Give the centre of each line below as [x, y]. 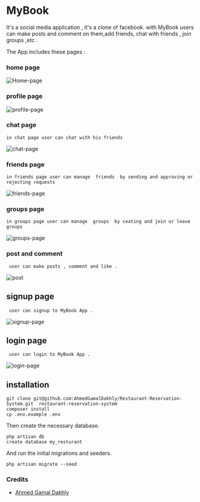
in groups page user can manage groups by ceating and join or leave [98, 222]
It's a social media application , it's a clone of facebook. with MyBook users [100, 27]
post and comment [34, 254]
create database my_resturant [44, 442]
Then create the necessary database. [53, 426]
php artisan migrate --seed [42, 465]
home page [23, 67]
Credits [17, 480]
